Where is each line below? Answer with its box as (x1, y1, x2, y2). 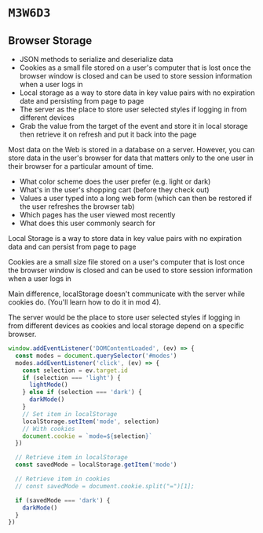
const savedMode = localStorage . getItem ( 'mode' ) (15, 461, 177, 469)
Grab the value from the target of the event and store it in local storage (19, 122, 249, 130)
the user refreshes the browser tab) (19, 202, 135, 211)
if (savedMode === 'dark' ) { (15, 496, 111, 504)
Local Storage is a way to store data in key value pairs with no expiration (8, 234, 242, 243)
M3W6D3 (8, 5, 51, 20)
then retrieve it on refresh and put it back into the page (19, 130, 197, 139)
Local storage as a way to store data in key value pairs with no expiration (19, 88, 255, 97)
